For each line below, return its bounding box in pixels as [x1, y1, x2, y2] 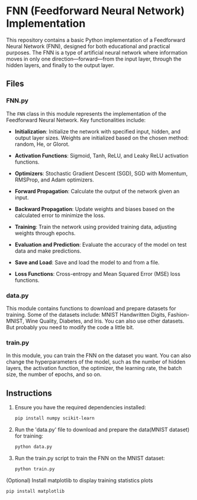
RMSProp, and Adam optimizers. [14, 176, 95, 183]
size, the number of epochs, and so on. [6, 371, 102, 378]
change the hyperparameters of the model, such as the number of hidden [6, 358, 186, 365]
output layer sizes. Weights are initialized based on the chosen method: [14, 134, 189, 141]
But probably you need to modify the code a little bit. [6, 323, 134, 330]
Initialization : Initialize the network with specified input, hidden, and [14, 128, 181, 135]
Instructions [6, 388, 52, 398]
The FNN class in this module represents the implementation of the [6, 110, 167, 117]
